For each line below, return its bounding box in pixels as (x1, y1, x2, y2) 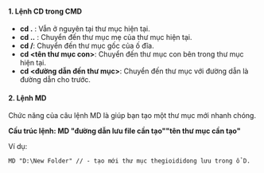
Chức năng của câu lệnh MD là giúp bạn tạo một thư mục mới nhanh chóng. (8, 111, 257, 120)
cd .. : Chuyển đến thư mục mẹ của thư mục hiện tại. (19, 33, 192, 42)
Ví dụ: (8, 142, 28, 151)
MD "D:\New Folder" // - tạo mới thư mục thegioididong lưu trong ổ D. (8, 157, 250, 165)
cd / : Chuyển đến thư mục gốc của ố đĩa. (19, 41, 154, 51)
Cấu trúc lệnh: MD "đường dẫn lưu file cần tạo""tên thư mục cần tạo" (8, 126, 241, 136)
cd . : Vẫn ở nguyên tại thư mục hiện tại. (19, 24, 150, 33)
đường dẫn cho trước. (19, 75, 91, 85)
